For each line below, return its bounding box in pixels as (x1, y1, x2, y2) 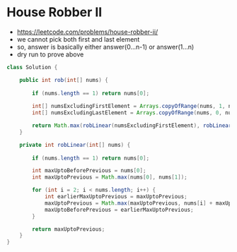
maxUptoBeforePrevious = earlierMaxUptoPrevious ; (44, 206, 194, 213)
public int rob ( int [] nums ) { (19, 76, 109, 83)
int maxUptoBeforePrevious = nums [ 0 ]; (32, 167, 146, 174)
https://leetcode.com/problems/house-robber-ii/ (16, 28, 158, 36)
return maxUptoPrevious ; (32, 225, 105, 233)
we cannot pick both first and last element (16, 35, 140, 43)
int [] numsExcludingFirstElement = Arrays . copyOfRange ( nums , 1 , (32, 103, 226, 110)
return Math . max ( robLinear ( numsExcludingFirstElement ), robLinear (32, 122, 232, 129)
